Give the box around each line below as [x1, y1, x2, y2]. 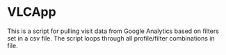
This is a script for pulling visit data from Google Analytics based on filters [7, 27, 219, 35]
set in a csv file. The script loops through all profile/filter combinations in [7, 34, 216, 42]
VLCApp [7, 4, 57, 20]
